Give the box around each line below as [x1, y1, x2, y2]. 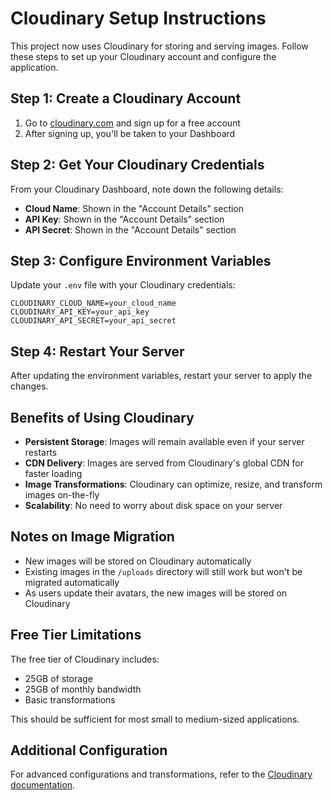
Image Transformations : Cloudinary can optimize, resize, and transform [24, 478, 323, 490]
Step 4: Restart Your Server [10, 343, 185, 360]
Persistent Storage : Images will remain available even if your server [24, 436, 305, 447]
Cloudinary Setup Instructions [10, 7, 267, 30]
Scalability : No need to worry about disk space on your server [24, 500, 283, 511]
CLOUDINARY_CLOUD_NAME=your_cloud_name [10, 298, 177, 309]
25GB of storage [24, 672, 93, 684]
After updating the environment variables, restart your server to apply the [10, 370, 313, 382]
